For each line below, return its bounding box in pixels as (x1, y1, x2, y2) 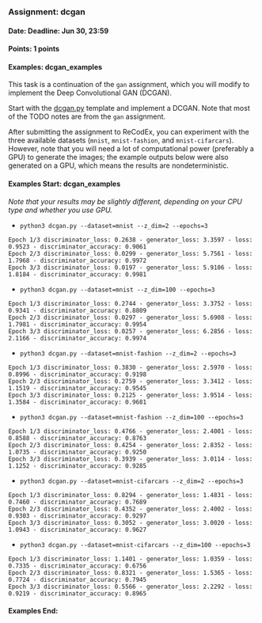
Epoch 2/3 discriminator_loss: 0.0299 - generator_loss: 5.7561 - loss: (8, 249, 253, 257)
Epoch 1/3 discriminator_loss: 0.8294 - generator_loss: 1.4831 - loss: (8, 491, 253, 499)
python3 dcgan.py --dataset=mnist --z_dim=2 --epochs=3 (19, 222, 208, 230)
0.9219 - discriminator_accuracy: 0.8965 (8, 589, 147, 598)
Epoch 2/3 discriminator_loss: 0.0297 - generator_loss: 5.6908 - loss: (8, 313, 253, 321)
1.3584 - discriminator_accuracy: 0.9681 (8, 398, 147, 406)
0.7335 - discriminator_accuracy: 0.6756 (8, 561, 147, 570)
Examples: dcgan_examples (8, 62, 103, 71)
